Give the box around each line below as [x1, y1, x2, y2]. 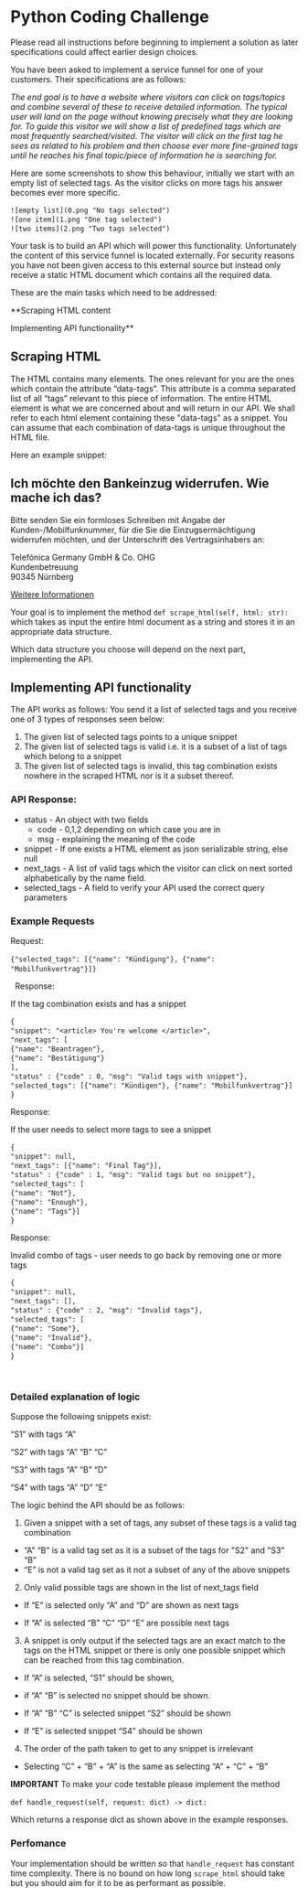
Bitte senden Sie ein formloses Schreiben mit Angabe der [10, 514, 227, 525]
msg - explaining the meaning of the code [37, 833, 196, 844]
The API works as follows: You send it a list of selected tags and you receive [10, 704, 298, 715]
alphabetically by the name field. [23, 872, 147, 884]
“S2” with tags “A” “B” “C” [10, 1447, 108, 1458]
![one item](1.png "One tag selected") [10, 215, 163, 224]
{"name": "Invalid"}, [10, 1333, 93, 1342]
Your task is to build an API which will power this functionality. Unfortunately [10, 240, 297, 251]
